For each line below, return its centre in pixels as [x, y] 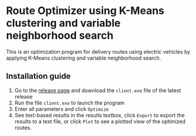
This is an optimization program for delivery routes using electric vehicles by [98, 51]
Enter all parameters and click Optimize [62, 109]
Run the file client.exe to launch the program [69, 103]
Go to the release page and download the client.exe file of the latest [98, 90]
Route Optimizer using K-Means [85, 11]
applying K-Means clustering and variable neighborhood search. [84, 58]
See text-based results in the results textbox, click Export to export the [100, 115]
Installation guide [39, 76]
